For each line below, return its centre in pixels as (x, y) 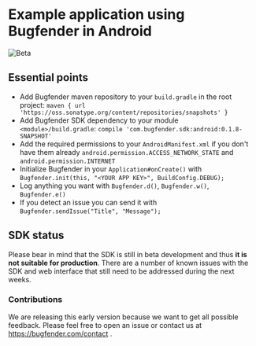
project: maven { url (52, 105)
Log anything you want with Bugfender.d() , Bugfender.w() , (114, 186)
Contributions (35, 300)
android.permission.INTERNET (67, 161)
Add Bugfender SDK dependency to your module (99, 120)
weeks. (20, 279)
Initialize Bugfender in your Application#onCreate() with (111, 169)
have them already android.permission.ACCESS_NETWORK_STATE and (126, 152)
